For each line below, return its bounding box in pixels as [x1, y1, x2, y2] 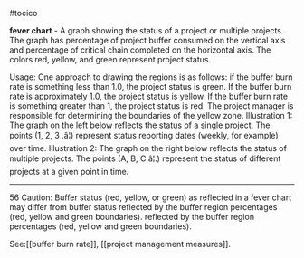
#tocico [9, 8, 38, 18]
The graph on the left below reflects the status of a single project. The [9, 119, 271, 130]
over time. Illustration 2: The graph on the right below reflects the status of [9, 143, 288, 153]
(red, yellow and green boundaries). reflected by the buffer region [9, 212, 255, 222]
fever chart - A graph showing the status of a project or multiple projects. [9, 25, 284, 35]
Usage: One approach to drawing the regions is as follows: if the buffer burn [9, 72, 293, 82]
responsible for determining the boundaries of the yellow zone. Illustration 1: [9, 110, 293, 120]
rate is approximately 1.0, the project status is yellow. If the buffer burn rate [9, 91, 289, 101]
